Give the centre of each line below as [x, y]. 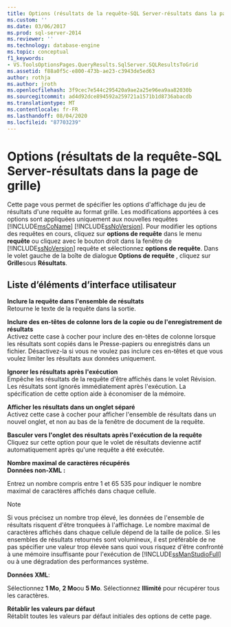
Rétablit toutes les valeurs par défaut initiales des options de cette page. [109, 616]
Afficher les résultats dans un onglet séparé [71, 407]
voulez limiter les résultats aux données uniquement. [82, 359]
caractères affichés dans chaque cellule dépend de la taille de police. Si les [114, 532]
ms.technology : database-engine [53, 45]
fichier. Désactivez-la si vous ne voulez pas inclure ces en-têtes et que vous [115, 351]
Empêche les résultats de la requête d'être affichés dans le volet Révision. [112, 379]
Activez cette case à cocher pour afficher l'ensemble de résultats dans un [112, 414]
